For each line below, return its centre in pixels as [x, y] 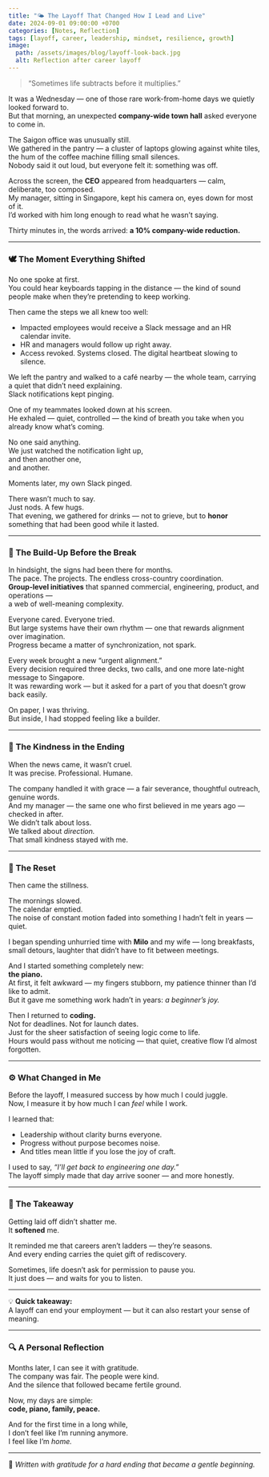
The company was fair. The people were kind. [84, 1376]
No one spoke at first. [44, 280]
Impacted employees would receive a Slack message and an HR [126, 328]
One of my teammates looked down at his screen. [90, 410]
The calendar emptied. [46, 909]
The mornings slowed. [45, 901]
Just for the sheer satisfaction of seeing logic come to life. [104, 1032]
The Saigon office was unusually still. [70, 139]
